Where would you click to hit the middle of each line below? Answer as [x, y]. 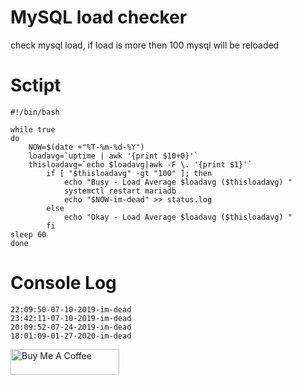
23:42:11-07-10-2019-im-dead [71, 318]
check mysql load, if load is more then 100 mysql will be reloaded [145, 45]
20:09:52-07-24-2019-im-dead [71, 327]
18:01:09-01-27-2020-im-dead [71, 336]
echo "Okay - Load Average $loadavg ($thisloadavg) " [178, 217]
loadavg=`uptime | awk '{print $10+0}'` [113, 156]
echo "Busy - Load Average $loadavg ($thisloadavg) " [178, 182]
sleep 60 [28, 234]
